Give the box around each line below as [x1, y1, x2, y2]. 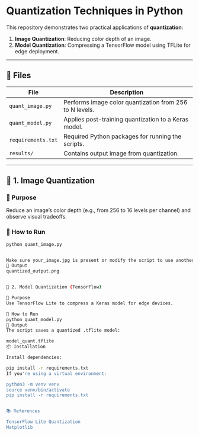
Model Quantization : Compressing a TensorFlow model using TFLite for [14, 41, 191, 49]
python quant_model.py [6, 316, 62, 322]
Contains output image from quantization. [63, 149, 179, 158]
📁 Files [6, 70, 31, 81]
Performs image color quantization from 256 [63, 98, 188, 106]
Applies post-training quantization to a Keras [63, 115, 189, 123]
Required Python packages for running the [63, 132, 182, 140]
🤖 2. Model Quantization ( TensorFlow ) [6, 284, 102, 290]
